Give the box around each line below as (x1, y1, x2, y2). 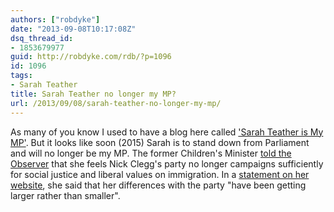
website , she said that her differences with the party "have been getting (10, 179, 307, 191)
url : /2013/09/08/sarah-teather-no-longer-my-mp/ (10, 98, 222, 108)
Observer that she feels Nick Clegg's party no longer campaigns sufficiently (10, 157, 324, 170)
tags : (10, 71, 33, 81)
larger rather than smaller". (10, 189, 121, 201)
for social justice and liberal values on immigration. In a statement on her (10, 168, 310, 180)
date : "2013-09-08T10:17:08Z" (10, 24, 137, 34)
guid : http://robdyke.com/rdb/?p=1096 (10, 52, 172, 62)
